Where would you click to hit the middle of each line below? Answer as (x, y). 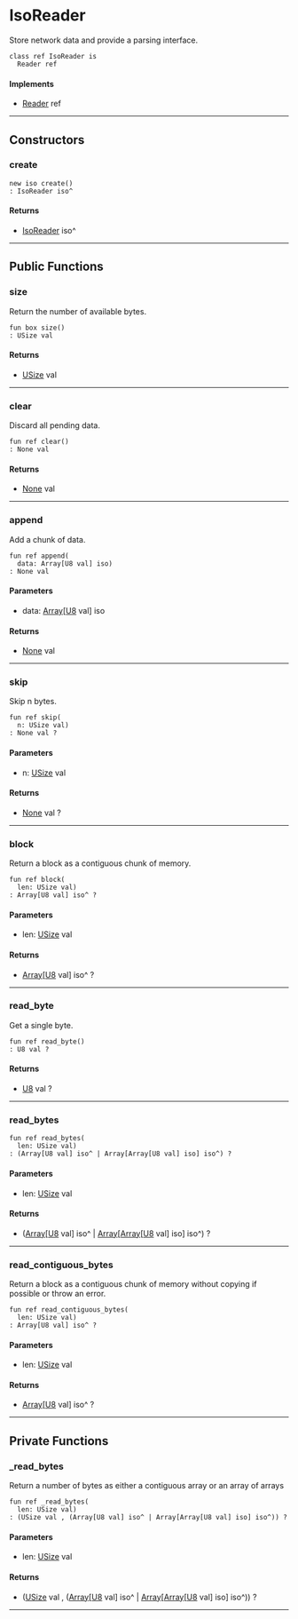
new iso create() (41, 183)
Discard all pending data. (55, 425)
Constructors (47, 140)
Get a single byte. (41, 1025)
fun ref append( (39, 556)
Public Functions (56, 267)
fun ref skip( (35, 718)
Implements (32, 83)
